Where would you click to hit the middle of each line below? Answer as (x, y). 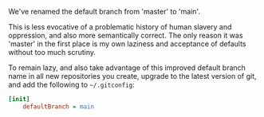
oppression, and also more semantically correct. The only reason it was (126, 35)
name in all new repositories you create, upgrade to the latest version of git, (132, 76)
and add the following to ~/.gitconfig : (72, 84)
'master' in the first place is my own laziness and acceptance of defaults (127, 44)
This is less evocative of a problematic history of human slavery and (120, 27)
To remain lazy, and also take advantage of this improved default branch (127, 68)
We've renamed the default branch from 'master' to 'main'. (104, 12)
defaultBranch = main (58, 107)
